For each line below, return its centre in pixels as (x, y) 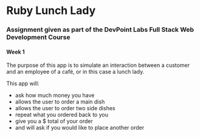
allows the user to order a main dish (60, 102)
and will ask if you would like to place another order (80, 128)
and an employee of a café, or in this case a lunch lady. (75, 72)
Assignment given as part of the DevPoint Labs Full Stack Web (100, 30)
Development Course (38, 37)
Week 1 (16, 52)
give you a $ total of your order (54, 121)
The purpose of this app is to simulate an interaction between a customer (98, 65)
